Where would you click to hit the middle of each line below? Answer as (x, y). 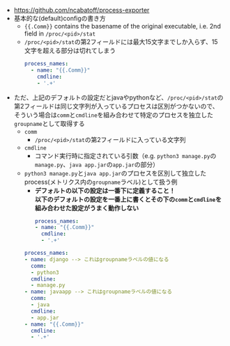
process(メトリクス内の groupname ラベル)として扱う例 (101, 182)
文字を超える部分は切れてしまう (70, 50)
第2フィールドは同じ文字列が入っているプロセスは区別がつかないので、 (116, 106)
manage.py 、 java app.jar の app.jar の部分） (97, 164)
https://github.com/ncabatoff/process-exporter (82, 10)
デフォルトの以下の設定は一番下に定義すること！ (105, 190)
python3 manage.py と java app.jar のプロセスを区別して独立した (115, 173)
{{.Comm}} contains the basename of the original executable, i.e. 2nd (122, 26)
